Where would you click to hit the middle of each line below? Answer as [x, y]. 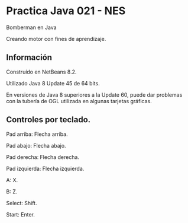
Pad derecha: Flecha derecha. [43, 157]
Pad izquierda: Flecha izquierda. [45, 168]
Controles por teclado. [48, 120]
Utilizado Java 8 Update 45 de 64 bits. [53, 83]
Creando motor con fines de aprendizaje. [56, 39]
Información [29, 58]
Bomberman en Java [32, 27]
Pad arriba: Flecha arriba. [37, 134]
